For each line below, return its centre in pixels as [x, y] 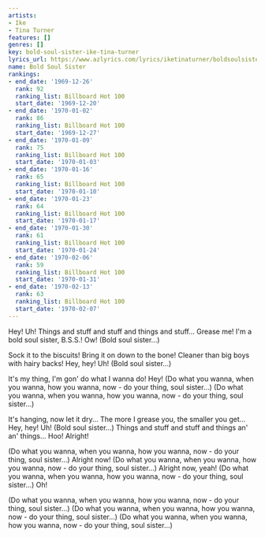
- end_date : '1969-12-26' [50, 81]
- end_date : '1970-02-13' [50, 287]
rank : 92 [30, 89]
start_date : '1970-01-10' [58, 191]
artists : [22, 15]
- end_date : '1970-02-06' [50, 257]
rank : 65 [30, 177]
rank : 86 [30, 118]
